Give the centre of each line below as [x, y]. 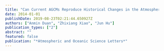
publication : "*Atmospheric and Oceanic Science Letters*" [66, 41]
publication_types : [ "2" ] [31, 28]
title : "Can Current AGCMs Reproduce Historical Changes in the [72, 9]
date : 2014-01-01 [23, 14]
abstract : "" [18, 32]
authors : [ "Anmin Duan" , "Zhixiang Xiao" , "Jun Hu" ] [60, 23]
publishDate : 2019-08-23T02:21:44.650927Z [49, 18]
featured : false [21, 37]
